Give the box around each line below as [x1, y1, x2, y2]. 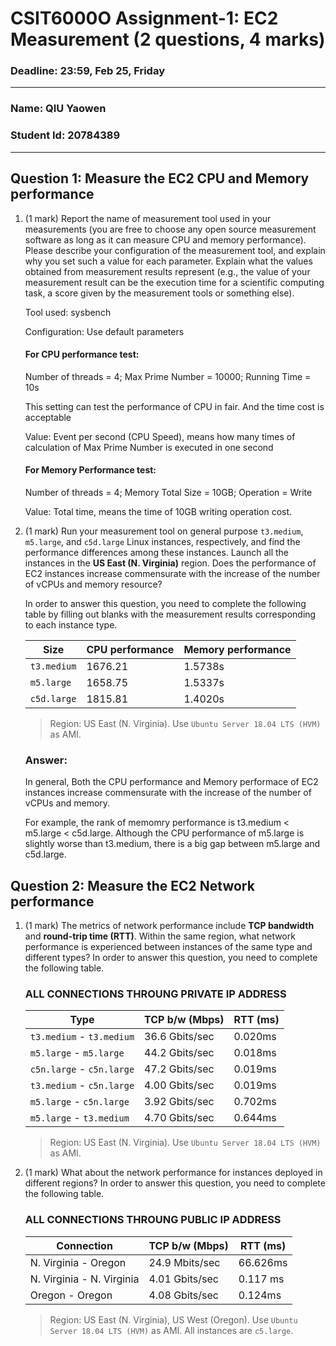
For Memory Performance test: [24, 464, 157, 476]
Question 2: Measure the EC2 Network [10, 877, 255, 894]
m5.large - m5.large [29, 1046, 125, 1060]
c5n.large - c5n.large [29, 1062, 135, 1076]
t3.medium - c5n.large [29, 1078, 135, 1092]
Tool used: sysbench [24, 306, 112, 318]
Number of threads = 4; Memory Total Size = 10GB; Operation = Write [24, 486, 313, 498]
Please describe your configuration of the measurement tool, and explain [24, 244, 326, 256]
